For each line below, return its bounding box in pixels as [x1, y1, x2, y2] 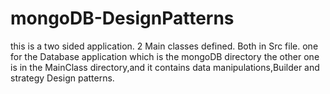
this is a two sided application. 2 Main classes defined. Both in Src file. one [10, 40, 319, 52]
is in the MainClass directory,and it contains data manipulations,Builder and [10, 61, 320, 73]
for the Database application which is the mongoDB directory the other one [10, 50, 320, 62]
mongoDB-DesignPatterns [10, 7, 235, 30]
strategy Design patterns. [10, 72, 115, 84]
